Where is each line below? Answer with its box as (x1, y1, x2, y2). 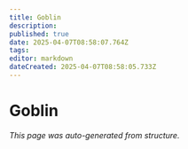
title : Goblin (9, 12, 62, 22)
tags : (9, 46, 29, 55)
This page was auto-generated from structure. (9, 129, 180, 140)
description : (9, 21, 58, 30)
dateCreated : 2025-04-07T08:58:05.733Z (9, 63, 157, 72)
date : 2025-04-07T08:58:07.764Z (9, 37, 129, 47)
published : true (9, 29, 69, 38)
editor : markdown (9, 54, 74, 63)
